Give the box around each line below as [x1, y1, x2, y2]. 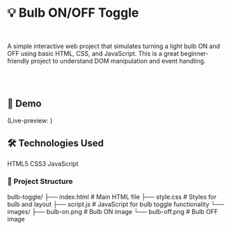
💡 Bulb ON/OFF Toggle [7, 5, 139, 21]
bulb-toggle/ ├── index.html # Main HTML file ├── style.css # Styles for [7, 192, 217, 201]
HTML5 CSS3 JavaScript [7, 159, 79, 168]
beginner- [180, 49, 209, 57]
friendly [7, 56, 30, 65]
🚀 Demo [7, 98, 42, 109]
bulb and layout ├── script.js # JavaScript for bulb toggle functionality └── [7, 200, 225, 208]
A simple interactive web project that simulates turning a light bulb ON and [7, 42, 221, 50]
